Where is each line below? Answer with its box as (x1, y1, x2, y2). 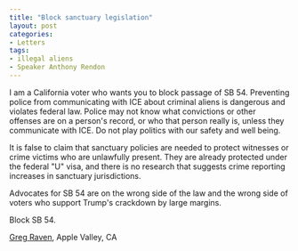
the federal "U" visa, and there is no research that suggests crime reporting (9, 161, 286, 172)
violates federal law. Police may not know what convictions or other (9, 106, 256, 117)
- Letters (9, 37, 46, 47)
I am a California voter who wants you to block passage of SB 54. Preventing (9, 86, 290, 98)
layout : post (9, 21, 58, 30)
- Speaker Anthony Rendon (9, 63, 105, 72)
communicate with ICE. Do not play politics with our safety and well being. (9, 125, 281, 135)
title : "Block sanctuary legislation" (9, 12, 153, 22)
